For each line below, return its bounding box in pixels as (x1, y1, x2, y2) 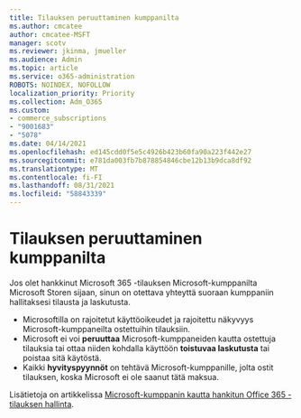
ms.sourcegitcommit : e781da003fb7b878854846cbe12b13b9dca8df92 (9, 155, 252, 165)
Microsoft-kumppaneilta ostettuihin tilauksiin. (22, 323, 191, 334)
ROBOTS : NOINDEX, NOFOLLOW (9, 80, 111, 89)
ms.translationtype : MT (9, 164, 99, 173)
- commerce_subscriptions (9, 114, 106, 123)
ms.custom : (9, 106, 50, 115)
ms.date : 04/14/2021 (9, 139, 87, 148)
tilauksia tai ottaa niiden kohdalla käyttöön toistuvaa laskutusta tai (22, 342, 270, 353)
